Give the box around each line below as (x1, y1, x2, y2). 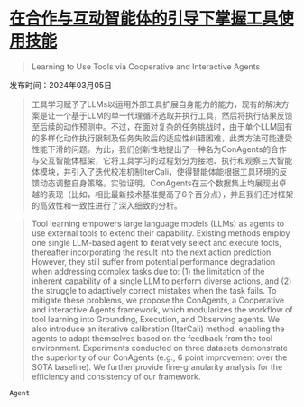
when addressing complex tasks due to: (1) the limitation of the (31, 266, 265, 276)
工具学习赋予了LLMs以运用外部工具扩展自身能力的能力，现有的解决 (31, 98, 281, 109)
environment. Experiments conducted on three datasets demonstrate (31, 342, 289, 353)
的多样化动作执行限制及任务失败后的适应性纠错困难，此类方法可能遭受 (31, 132, 293, 143)
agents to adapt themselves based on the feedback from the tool (31, 332, 273, 343)
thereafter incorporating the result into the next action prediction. (31, 247, 273, 258)
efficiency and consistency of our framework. (31, 371, 201, 382)
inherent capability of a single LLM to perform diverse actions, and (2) (31, 276, 292, 286)
